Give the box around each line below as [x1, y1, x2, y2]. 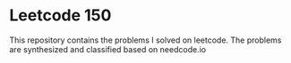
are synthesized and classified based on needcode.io [9, 43, 207, 54]
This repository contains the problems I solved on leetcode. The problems [9, 35, 282, 45]
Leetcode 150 [9, 5, 112, 26]
